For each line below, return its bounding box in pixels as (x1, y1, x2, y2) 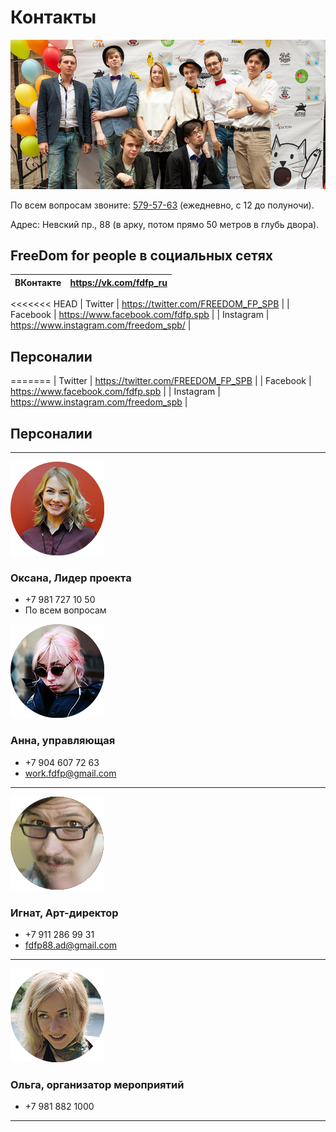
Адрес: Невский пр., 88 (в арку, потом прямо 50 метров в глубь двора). (10, 218, 320, 230)
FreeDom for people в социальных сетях (10, 247, 273, 265)
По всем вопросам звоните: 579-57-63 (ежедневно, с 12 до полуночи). (10, 199, 315, 211)
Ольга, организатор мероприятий (10, 1077, 185, 1091)
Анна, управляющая (10, 734, 116, 748)
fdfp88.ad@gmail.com (24, 939, 118, 951)
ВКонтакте (14, 276, 62, 288)
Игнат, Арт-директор (10, 906, 119, 920)
